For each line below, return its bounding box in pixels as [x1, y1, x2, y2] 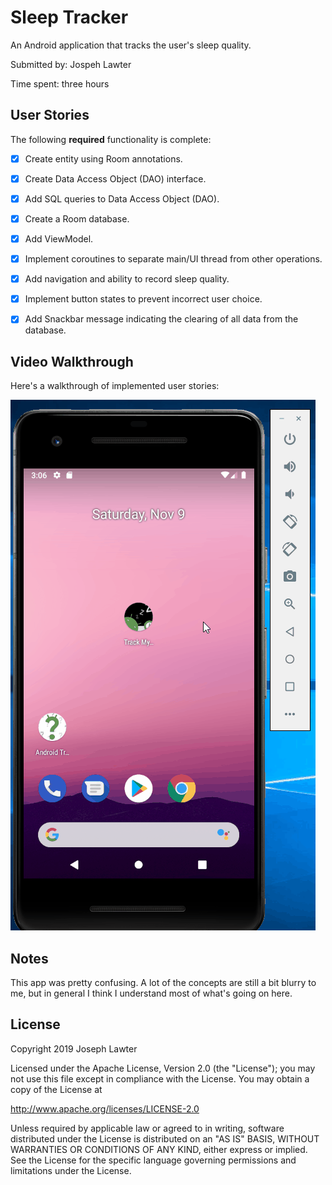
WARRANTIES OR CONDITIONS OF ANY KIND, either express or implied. [10, 1143, 308, 1155]
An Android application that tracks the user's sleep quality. [10, 39, 252, 51]
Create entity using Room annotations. [24, 152, 183, 165]
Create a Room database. [24, 212, 130, 225]
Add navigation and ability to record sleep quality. [24, 273, 230, 285]
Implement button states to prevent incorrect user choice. [24, 293, 263, 305]
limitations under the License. [10, 1164, 132, 1176]
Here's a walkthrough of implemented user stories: [10, 380, 220, 392]
